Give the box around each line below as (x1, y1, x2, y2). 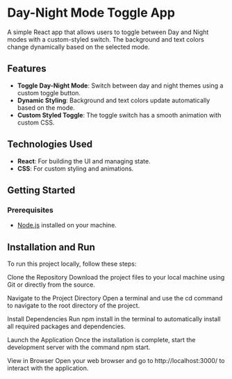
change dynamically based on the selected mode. (7, 42, 150, 51)
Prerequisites (7, 205, 53, 215)
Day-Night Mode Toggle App (7, 5, 176, 21)
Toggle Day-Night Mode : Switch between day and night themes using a (17, 81, 224, 90)
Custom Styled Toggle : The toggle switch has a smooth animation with (17, 111, 222, 119)
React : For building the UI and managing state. (17, 156, 151, 165)
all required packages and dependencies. (7, 322, 126, 331)
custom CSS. (17, 118, 55, 127)
